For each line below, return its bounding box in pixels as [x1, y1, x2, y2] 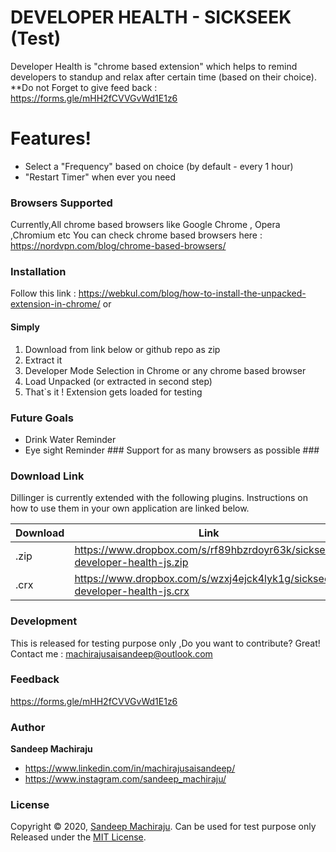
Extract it [24, 354, 63, 366]
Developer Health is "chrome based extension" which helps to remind [10, 60, 298, 72]
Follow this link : [10, 287, 77, 300]
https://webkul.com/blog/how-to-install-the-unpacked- [78, 287, 307, 300]
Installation [10, 265, 67, 279]
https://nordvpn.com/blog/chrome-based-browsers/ [10, 240, 227, 252]
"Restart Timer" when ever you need [24, 171, 177, 183]
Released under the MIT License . [10, 831, 147, 843]
